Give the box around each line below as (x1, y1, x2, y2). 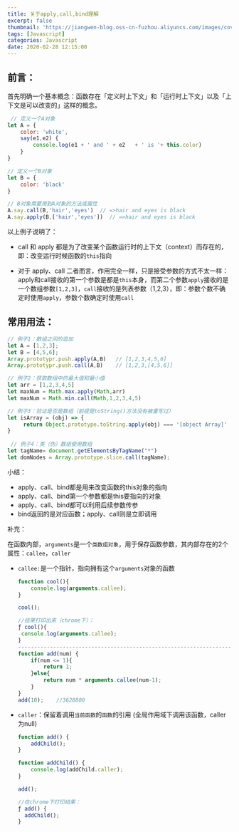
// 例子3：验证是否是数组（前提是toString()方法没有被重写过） (7, 407, 174, 415)
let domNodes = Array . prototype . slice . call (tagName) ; (7, 454, 171, 461)
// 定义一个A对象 (10, 115, 55, 122)
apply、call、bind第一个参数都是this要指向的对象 (17, 492, 161, 500)
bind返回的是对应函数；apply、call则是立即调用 (17, 509, 157, 518)
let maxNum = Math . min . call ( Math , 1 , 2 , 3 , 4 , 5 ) (7, 395, 142, 402)
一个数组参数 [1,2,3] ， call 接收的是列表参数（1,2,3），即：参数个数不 (17, 284, 220, 293)
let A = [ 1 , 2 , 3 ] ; (7, 342, 59, 349)
